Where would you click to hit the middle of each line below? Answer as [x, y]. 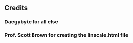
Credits [16, 8]
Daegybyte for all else [31, 22]
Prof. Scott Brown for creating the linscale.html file [66, 35]
